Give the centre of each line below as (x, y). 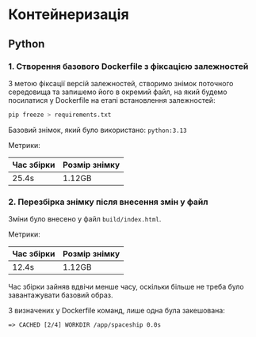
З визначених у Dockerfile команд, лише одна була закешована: (117, 311)
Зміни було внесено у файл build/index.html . (85, 219)
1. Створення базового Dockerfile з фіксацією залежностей (128, 66)
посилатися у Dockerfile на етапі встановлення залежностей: (112, 100)
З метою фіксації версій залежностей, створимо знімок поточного (121, 83)
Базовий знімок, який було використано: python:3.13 (98, 130)
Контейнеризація (69, 15)
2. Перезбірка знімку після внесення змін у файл (108, 202)
